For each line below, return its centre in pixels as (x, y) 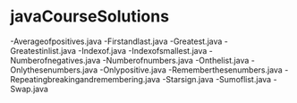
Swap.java (29, 89)
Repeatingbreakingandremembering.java (85, 79)
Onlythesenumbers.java (54, 70)
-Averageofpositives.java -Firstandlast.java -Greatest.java (116, 41)
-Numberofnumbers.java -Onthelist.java (176, 60)
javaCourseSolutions (89, 17)
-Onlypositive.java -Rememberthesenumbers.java (191, 70)
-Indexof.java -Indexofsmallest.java (143, 50)
